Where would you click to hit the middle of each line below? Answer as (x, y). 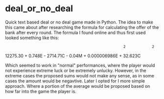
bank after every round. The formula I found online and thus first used (75, 32)
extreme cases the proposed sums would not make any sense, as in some (80, 75)
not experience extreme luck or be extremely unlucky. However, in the (76, 70)
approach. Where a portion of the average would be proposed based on (78, 86)
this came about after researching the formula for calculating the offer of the (82, 27)
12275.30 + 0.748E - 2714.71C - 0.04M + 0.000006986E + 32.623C (73, 56)
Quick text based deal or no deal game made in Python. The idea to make (79, 22)
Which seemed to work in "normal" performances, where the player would (80, 65)
